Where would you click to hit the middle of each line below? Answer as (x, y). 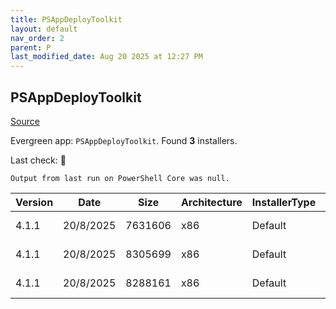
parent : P (31, 47)
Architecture (211, 202)
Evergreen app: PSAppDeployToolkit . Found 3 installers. (124, 140)
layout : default (44, 29)
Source (25, 121)
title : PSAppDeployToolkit (66, 19)
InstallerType (284, 202)
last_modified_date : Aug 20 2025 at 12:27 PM (106, 57)
